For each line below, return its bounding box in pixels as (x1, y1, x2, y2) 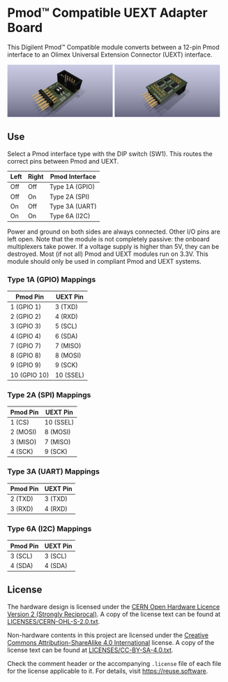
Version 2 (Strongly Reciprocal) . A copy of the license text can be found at (7, 610, 221, 618)
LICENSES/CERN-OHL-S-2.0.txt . (7, 617, 100, 625)
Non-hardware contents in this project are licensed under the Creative (7, 631, 209, 639)
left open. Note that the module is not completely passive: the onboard (7, 234, 211, 243)
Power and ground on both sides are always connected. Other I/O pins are (7, 227, 221, 236)
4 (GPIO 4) (10, 332, 42, 340)
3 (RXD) (10, 504, 33, 513)
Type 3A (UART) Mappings (7, 467, 100, 476)
